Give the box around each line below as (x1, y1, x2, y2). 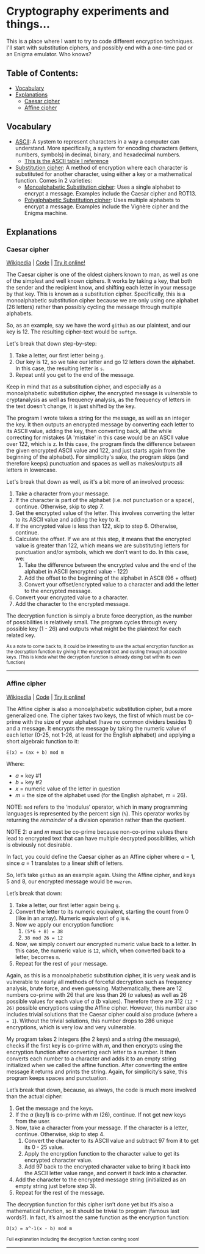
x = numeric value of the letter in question (15, 785, 121, 792)
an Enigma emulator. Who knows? (6, 50, 92, 57)
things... (6, 17, 51, 31)
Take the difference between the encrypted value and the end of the (24, 561, 196, 569)
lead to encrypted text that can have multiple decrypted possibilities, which (6, 834, 195, 842)
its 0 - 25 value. (24, 1143, 64, 1151)
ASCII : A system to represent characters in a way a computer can (15, 137, 180, 145)
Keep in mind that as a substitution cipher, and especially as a (6, 383, 162, 390)
